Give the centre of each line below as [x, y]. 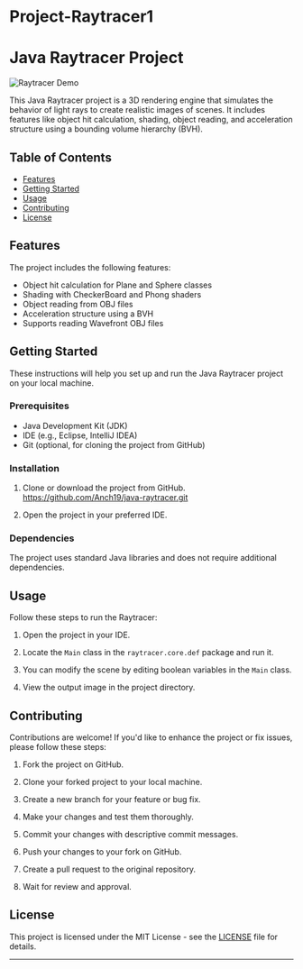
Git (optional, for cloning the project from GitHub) [114, 444]
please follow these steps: [58, 747]
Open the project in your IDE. [76, 635]
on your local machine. [52, 383]
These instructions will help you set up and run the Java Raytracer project [147, 373]
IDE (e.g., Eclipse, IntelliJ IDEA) [80, 435]
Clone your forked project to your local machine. [112, 782]
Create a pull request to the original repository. [109, 869]
